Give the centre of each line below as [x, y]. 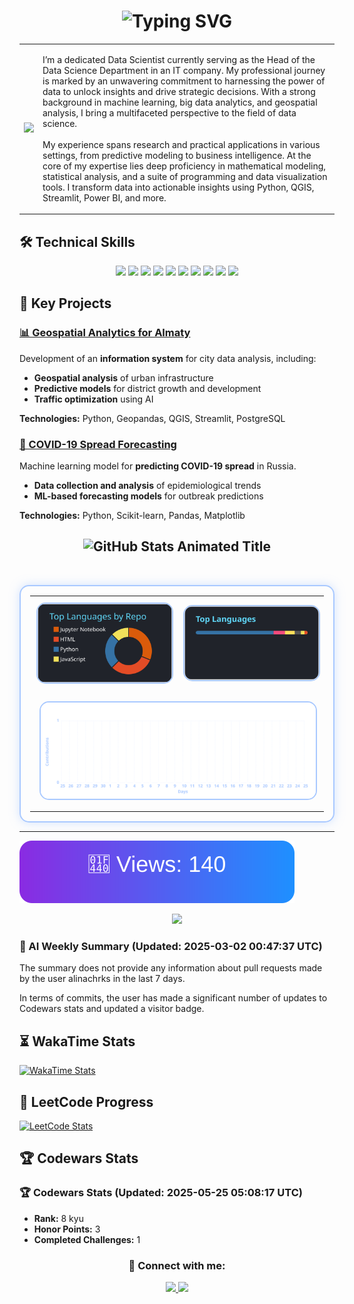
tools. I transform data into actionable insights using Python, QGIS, [178, 187]
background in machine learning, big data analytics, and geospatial [180, 102]
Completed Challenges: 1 [87, 1239]
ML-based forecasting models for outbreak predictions [148, 496]
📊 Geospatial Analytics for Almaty [105, 333]
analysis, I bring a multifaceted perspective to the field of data [169, 112]
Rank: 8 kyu [58, 1218]
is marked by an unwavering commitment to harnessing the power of [184, 81]
